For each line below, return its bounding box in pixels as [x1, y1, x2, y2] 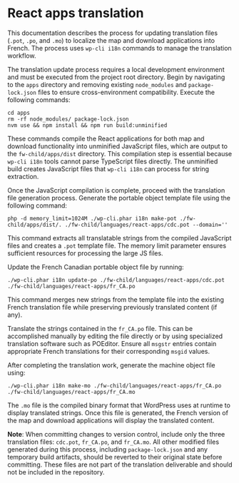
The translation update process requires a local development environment [7, 65, 225, 73]
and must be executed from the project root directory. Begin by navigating [7, 73, 225, 81]
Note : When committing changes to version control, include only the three [7, 429, 225, 438]
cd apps [7, 109, 31, 116]
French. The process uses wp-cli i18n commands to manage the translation [7, 44, 232, 52]
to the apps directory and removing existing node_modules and [7, 80, 187, 88]
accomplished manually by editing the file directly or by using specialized [7, 332, 223, 340]
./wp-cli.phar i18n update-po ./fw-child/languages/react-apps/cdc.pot [7, 276, 225, 283]
